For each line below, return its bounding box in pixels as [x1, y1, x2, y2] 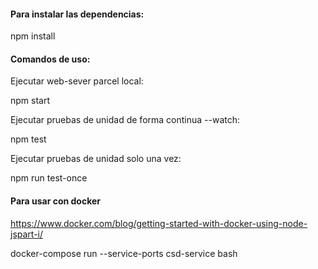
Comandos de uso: [10, 53, 91, 65]
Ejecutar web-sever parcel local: [10, 75, 144, 87]
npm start [10, 95, 51, 107]
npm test [10, 133, 47, 145]
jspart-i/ [10, 228, 44, 240]
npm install [10, 30, 56, 42]
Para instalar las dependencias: [10, 8, 145, 20]
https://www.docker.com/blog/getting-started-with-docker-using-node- [10, 217, 308, 229]
